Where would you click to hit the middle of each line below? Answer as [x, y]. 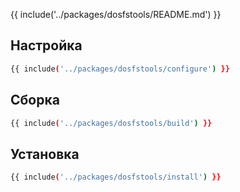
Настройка [46, 45]
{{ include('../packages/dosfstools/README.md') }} [116, 14]
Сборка [35, 100]
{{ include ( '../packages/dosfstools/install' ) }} [116, 177]
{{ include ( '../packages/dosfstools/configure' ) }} [120, 69]
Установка [45, 154]
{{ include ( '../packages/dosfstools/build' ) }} [111, 123]
